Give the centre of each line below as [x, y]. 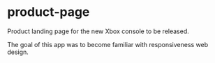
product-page [49, 12]
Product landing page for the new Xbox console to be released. [98, 31]
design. [18, 52]
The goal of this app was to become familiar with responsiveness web [108, 44]
